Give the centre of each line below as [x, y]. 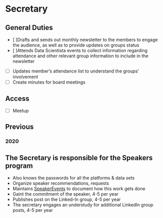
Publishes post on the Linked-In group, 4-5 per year [67, 199]
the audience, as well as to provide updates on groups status [76, 45]
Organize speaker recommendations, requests [61, 184]
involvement [25, 77]
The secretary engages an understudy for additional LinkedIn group [83, 205]
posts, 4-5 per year [33, 210]
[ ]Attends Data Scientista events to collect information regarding [80, 50]
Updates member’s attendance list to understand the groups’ [76, 71]
